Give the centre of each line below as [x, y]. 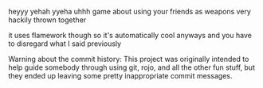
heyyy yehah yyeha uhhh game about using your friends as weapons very [130, 11]
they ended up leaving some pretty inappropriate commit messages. [120, 76]
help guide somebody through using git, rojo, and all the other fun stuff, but [131, 67]
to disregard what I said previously [65, 44]
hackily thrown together [47, 20]
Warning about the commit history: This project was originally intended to [129, 59]
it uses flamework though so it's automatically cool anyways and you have [130, 35]
